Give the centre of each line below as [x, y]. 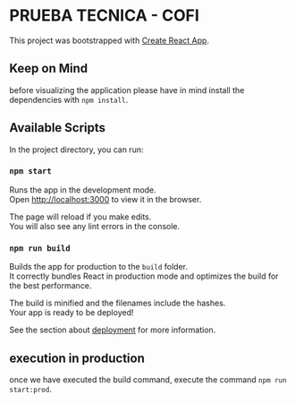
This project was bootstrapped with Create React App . [110, 40]
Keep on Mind [48, 69]
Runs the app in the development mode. [83, 190]
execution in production [77, 358]
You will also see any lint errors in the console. [95, 226]
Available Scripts [57, 128]
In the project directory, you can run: [76, 150]
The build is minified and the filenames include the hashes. [118, 303]
